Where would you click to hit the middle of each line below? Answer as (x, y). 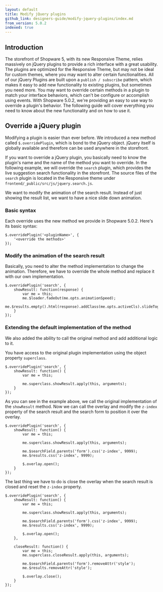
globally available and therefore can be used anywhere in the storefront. (77, 148)
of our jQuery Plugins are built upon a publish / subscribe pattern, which (79, 79)
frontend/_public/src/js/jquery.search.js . (49, 183)
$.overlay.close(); (42, 576)
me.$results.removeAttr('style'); (57, 568)
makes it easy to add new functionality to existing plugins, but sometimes (78, 85)
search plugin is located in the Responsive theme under (60, 178)
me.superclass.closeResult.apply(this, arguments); (76, 555)
